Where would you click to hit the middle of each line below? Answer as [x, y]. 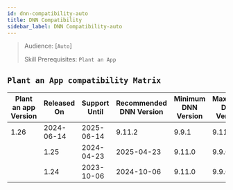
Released [59, 103]
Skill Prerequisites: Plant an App [70, 59]
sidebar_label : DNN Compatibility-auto [65, 26]
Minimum [190, 99]
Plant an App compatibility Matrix [84, 80]
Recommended [141, 103]
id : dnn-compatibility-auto [48, 13]
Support [95, 103]
